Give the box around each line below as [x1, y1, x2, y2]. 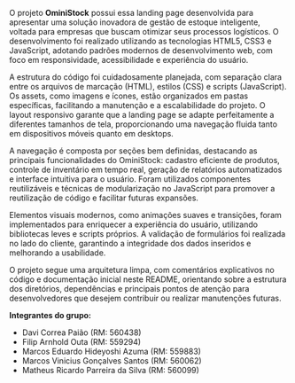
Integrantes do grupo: [9, 310, 91, 320]
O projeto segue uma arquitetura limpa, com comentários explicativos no [9, 265, 275, 275]
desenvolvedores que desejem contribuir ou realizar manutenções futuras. [9, 293, 282, 303]
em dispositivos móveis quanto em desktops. [9, 129, 175, 138]
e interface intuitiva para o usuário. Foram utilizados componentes [9, 174, 251, 184]
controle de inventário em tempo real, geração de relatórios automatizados [9, 164, 283, 175]
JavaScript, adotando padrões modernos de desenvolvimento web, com [9, 45, 273, 56]
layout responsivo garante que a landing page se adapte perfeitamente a [9, 110, 275, 120]
